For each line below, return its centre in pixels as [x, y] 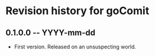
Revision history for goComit [77, 11]
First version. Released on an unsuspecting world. [75, 47]
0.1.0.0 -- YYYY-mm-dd [51, 33]
